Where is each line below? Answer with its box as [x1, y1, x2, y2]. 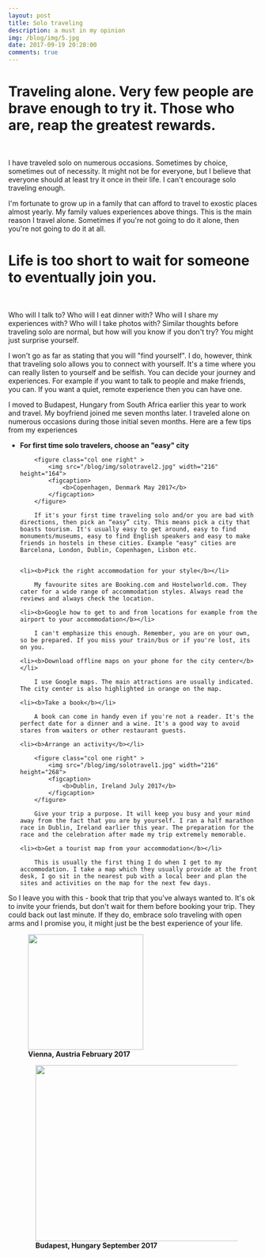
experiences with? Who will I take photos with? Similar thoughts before [8, 318, 239, 328]
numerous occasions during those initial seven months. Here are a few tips [8, 416, 252, 426]
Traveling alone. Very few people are [8, 82, 255, 101]
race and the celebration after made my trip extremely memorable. [19, 830, 247, 838]
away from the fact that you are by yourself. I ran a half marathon [19, 816, 255, 825]
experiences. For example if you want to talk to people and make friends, [8, 376, 246, 385]
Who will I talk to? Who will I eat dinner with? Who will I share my [8, 310, 219, 320]
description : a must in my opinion [8, 26, 126, 34]
